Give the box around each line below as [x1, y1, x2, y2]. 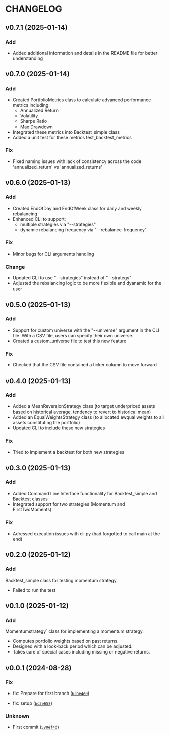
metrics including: [12, 102, 50, 108]
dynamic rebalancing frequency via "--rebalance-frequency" [20, 226, 147, 233]
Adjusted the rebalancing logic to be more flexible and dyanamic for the [12, 280, 162, 287]
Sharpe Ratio [20, 118, 47, 124]
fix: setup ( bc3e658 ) [12, 700, 53, 706]
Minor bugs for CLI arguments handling [12, 251, 94, 257]
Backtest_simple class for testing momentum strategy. [5, 577, 118, 583]
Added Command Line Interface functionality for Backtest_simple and [12, 490, 157, 496]
